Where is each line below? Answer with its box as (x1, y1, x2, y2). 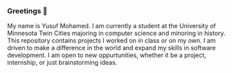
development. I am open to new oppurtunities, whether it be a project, (7, 51, 206, 59)
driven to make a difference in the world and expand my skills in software (7, 44, 216, 52)
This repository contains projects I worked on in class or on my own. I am (7, 36, 216, 45)
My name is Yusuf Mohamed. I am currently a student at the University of (7, 22, 216, 30)
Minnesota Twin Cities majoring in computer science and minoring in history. (7, 29, 226, 37)
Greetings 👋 (7, 6, 48, 16)
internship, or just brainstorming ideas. (7, 59, 118, 67)
